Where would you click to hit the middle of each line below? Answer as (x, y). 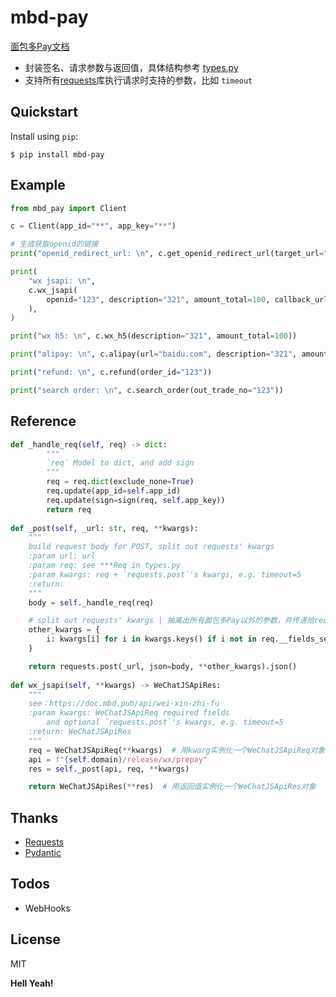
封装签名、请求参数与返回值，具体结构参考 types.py (131, 67)
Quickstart (44, 112)
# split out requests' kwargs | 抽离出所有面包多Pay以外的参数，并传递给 (171, 621)
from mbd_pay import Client (69, 208)
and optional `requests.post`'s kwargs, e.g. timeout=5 (165, 722)
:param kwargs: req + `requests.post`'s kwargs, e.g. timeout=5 (165, 574)
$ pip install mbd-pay (57, 154)
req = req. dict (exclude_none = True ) (120, 482)
